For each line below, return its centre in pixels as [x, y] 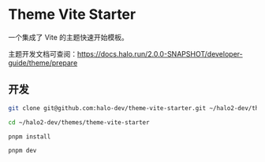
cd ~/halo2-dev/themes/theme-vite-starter [79, 122]
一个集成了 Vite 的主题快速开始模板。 [68, 37]
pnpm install [30, 136]
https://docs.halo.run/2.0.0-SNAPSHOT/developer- [160, 53]
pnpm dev [22, 151]
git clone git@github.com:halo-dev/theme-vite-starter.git [107, 108]
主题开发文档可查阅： [43, 53]
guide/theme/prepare [43, 63]
